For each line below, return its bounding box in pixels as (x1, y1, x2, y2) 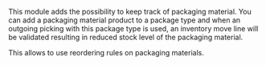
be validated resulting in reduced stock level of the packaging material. (8, 32, 243, 42)
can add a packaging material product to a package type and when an (8, 15, 241, 25)
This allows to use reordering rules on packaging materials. (8, 48, 205, 57)
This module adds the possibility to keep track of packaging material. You (8, 7, 252, 16)
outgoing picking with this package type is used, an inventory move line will (8, 24, 259, 33)
